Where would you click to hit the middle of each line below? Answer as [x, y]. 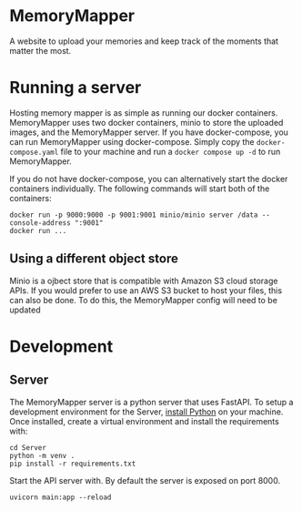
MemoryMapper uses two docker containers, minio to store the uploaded [146, 122]
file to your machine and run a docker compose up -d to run [171, 151]
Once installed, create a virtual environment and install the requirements [144, 421]
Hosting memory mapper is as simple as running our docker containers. [144, 112]
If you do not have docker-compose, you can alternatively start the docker [149, 179]
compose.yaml [34, 152]
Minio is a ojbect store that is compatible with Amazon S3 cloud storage [144, 281]
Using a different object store [94, 259]
